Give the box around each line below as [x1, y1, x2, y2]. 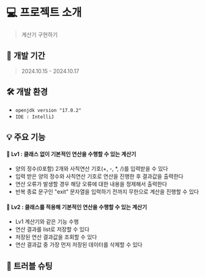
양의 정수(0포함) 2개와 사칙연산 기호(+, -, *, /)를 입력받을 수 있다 [15, 165, 168, 173]
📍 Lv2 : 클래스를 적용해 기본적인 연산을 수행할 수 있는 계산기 [6, 203, 147, 211]
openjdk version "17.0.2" [15, 107, 81, 114]
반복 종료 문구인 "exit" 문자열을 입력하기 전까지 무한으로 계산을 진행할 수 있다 [15, 188, 199, 195]
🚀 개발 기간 [6, 50, 46, 61]
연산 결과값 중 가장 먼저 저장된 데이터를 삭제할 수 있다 [15, 241, 143, 249]
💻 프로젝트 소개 [6, 6, 82, 20]
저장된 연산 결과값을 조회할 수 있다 [15, 233, 97, 241]
